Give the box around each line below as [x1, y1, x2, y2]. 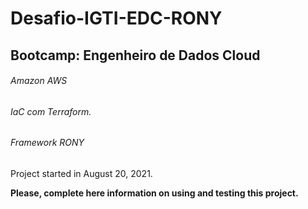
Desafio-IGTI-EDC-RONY [10, 7, 223, 30]
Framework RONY [10, 137, 85, 149]
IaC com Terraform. [10, 105, 92, 117]
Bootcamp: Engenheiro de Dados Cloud [10, 47, 261, 64]
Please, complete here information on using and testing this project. [10, 187, 299, 199]
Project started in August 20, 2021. [10, 168, 153, 179]
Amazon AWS [10, 75, 68, 87]
